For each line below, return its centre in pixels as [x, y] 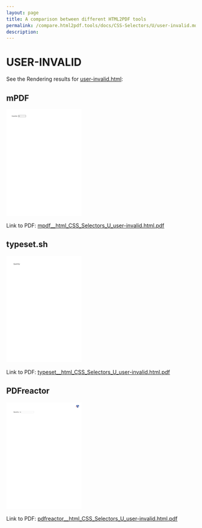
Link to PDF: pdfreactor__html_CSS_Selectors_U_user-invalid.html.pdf [92, 518]
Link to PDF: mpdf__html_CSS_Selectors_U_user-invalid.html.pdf [85, 225]
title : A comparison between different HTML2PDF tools [76, 19]
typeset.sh [27, 244]
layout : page [23, 13]
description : [23, 32]
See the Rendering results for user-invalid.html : [65, 79]
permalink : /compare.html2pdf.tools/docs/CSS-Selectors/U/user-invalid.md [102, 25]
